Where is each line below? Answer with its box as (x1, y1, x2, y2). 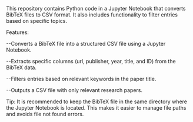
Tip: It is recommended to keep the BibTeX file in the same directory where (6, 98, 187, 105)
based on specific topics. (6, 18, 68, 24)
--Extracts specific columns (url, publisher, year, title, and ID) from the (6, 58, 176, 65)
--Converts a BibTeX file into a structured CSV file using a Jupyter (6, 40, 166, 47)
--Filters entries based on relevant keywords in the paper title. (6, 76, 157, 82)
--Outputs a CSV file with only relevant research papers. (6, 87, 143, 93)
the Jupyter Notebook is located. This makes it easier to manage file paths (6, 104, 187, 111)
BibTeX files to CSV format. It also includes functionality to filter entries (6, 11, 178, 18)
